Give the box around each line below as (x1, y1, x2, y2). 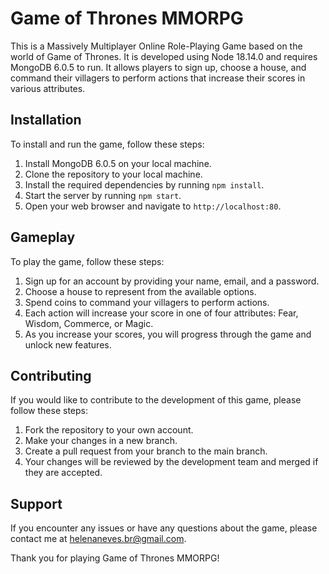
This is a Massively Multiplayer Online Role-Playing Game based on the (10, 40, 303, 52)
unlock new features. (24, 338, 112, 351)
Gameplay (10, 229, 76, 246)
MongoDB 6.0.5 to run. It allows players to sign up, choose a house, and (10, 61, 307, 73)
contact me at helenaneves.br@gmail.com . (10, 533, 187, 545)
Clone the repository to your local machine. (24, 168, 203, 180)
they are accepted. (24, 467, 103, 479)
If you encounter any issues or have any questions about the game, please (10, 522, 318, 534)
